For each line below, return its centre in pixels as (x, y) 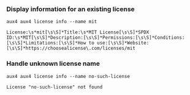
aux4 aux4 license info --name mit (52, 22)
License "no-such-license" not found (55, 87)
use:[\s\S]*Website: (123, 43)
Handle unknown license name (53, 64)
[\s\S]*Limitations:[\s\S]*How (46, 43)
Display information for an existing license (70, 9)
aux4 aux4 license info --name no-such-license (68, 76)
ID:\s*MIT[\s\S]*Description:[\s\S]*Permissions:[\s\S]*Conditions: (96, 38)
